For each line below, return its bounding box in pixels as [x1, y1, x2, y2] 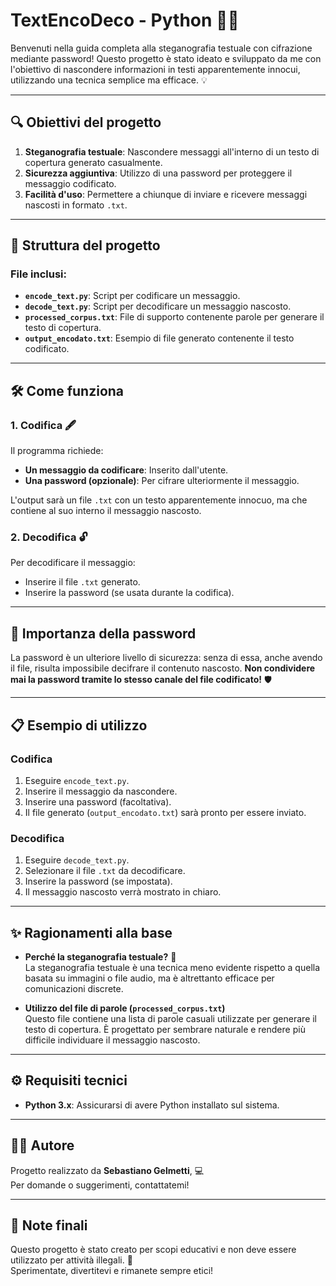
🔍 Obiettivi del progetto [10, 114, 162, 131]
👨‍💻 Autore [10, 1137, 75, 1154]
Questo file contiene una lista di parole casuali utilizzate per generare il [24, 1013, 318, 1025]
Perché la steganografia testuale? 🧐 [24, 951, 177, 963]
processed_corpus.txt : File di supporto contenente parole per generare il [24, 311, 325, 323]
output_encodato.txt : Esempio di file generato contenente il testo [24, 332, 295, 344]
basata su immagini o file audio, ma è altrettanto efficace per [24, 972, 275, 984]
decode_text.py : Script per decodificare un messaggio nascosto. [24, 300, 292, 313]
